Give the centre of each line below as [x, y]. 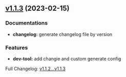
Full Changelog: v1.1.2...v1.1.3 [35, 68]
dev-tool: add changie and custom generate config [67, 59]
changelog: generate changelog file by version [62, 34]
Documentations [26, 23]
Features [17, 47]
